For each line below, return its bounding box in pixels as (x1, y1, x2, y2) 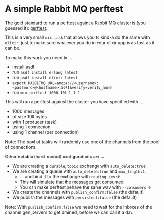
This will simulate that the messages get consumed (19, 179, 124, 185)
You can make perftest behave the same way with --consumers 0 (19, 184, 151, 190)
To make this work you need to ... (5, 54, 73, 60)
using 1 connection (12, 124, 51, 130)
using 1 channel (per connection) (12, 129, 79, 135)
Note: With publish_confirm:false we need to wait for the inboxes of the (5, 204, 153, 210)
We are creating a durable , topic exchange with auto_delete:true (12, 163, 146, 169)
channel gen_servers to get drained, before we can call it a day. (5, 209, 134, 215)
